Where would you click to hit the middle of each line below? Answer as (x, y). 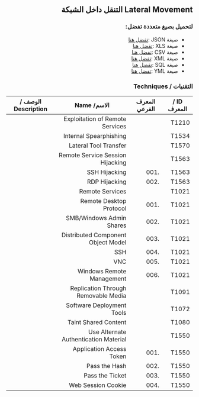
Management (108, 279)
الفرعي (146, 109)
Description (31, 109)
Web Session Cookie (98, 385)
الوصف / (31, 101)
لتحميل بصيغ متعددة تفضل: (159, 27)
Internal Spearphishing (95, 135)
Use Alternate (107, 332)
